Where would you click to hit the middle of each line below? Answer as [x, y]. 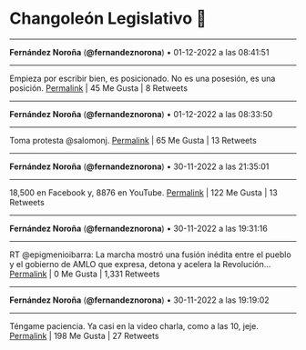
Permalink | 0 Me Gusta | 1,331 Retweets [85, 274]
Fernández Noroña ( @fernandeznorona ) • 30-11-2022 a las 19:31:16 [139, 228]
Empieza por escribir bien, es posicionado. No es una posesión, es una [143, 78]
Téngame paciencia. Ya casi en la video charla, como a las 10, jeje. [134, 325]
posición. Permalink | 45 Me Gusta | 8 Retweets [99, 88]
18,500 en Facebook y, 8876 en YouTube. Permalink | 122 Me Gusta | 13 [143, 192]
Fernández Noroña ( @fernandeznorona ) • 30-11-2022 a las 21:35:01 [139, 166]
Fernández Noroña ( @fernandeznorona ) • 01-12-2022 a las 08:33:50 [141, 114]
